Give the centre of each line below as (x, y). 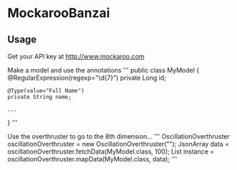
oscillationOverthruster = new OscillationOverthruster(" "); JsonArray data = (118, 144)
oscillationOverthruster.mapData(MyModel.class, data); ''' (92, 159)
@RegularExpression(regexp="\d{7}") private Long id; (87, 78)
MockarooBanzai (59, 13)
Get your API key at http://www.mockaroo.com (76, 56)
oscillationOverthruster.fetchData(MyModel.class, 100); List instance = (111, 152)
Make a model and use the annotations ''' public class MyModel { (104, 70)
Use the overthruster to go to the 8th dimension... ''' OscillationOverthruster (118, 136)
